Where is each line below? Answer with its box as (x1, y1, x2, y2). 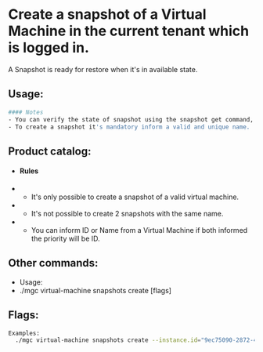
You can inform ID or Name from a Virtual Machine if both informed (31, 225, 248, 234)
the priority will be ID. (31, 234, 100, 243)
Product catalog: (8, 144, 92, 158)
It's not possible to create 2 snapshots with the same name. (31, 209, 224, 218)
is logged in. (8, 39, 90, 56)
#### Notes (8, 108, 44, 116)
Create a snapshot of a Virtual (8, 5, 207, 24)
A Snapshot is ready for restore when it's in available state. (8, 64, 198, 74)
